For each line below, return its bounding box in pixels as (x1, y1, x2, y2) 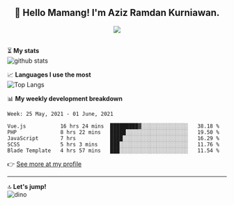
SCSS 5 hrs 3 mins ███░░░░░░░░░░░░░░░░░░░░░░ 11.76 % (7, 141, 219, 148)
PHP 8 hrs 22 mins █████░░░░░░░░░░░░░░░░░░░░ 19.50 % (7, 128, 219, 136)
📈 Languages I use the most (7, 70, 92, 79)
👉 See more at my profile (7, 160, 82, 168)
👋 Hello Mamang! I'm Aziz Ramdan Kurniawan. (14, 7, 220, 19)
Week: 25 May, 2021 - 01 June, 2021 (7, 110, 114, 117)
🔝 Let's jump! (7, 182, 47, 190)
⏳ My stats (7, 46, 40, 54)
